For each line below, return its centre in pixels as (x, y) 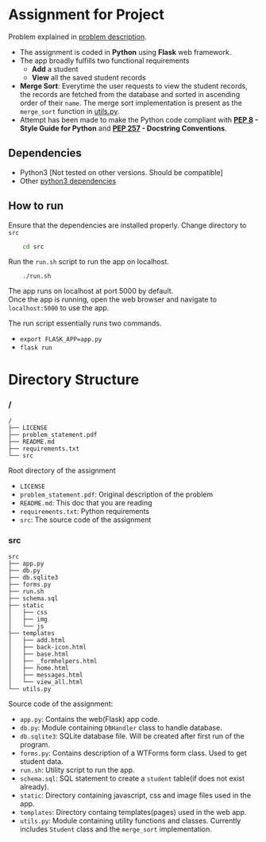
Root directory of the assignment (62, 470)
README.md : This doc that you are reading (86, 502)
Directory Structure (74, 379)
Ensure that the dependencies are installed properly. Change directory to (127, 225)
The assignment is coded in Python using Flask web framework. (125, 52)
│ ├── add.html (37, 641)
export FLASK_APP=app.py (61, 340)
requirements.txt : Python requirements (84, 511)
